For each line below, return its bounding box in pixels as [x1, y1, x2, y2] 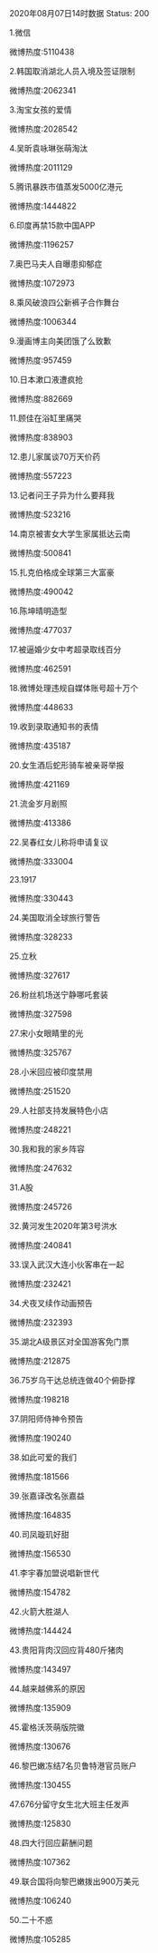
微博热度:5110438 [9, 46, 75, 57]
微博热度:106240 [9, 1895, 72, 1906]
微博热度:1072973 [9, 278, 75, 288]
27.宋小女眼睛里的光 [9, 1028, 84, 1039]
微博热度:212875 [9, 1355, 70, 1366]
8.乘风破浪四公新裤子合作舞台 [9, 298, 120, 308]
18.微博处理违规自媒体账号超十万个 [9, 683, 139, 693]
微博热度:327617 [9, 970, 70, 981]
